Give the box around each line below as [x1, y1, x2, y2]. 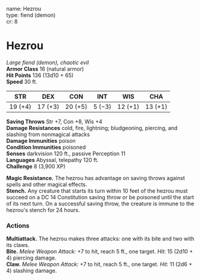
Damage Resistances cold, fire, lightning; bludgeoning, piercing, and [6, 124, 178, 131]
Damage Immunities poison [6, 137, 76, 144]
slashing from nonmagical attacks [6, 131, 90, 138]
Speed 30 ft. [6, 78, 38, 85]
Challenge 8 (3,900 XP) [6, 163, 66, 170]
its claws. [6, 241, 30, 249]
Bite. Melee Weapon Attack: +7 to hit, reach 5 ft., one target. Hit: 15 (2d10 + [6, 248, 193, 255]
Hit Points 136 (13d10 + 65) [6, 72, 74, 79]
